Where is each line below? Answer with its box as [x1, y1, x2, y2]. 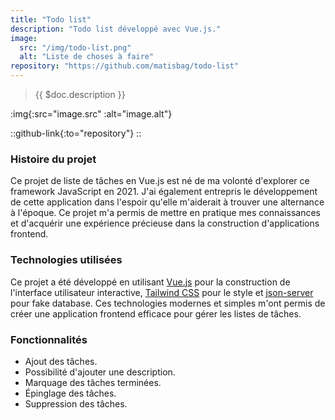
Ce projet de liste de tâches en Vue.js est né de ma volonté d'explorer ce [10, 175, 310, 187]
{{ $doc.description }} [34, 89, 126, 100]
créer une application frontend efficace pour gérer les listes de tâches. [10, 307, 302, 320]
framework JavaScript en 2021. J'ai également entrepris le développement [10, 186, 318, 198]
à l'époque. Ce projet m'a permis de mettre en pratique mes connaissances [10, 207, 321, 219]
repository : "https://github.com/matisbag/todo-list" [10, 61, 240, 71]
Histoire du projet [10, 152, 97, 166]
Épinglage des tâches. [24, 387, 117, 399]
